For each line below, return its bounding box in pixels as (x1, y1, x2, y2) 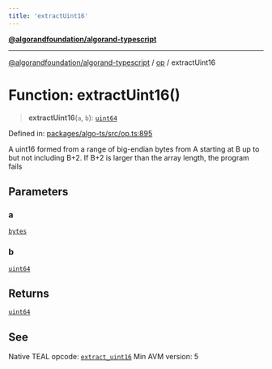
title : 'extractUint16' (8, 11, 89, 20)
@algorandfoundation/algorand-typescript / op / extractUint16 (8, 58, 216, 67)
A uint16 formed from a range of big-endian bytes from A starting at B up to (8, 144, 260, 154)
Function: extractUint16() (8, 86, 181, 104)
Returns (8, 286, 50, 300)
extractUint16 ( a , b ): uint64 (28, 113, 117, 122)
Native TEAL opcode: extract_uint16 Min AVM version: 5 (8, 352, 199, 362)
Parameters (8, 184, 69, 199)
